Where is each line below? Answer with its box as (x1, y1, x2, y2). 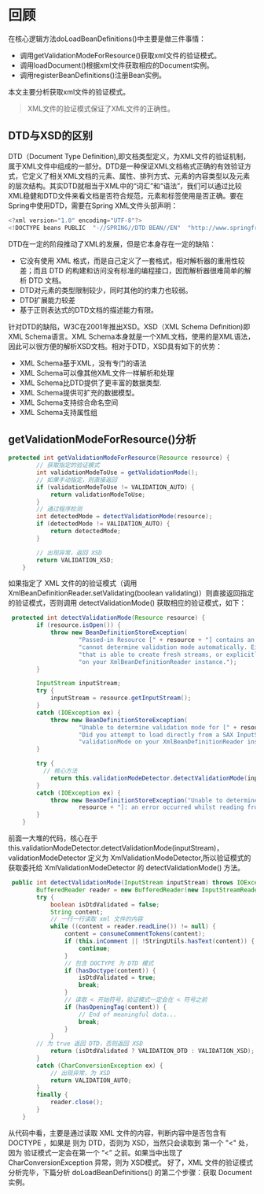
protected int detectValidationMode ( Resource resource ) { (11, 614, 206, 622)
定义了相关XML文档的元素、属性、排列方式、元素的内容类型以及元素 (28, 171, 251, 180)
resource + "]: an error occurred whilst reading (78, 803, 244, 811)
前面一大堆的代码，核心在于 (8, 833, 98, 843)
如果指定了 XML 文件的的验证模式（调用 (8, 579, 137, 588)
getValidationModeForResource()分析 (8, 432, 196, 446)
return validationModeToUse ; (49, 491, 146, 499)
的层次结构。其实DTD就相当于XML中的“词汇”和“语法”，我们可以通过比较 (8, 181, 242, 191)
